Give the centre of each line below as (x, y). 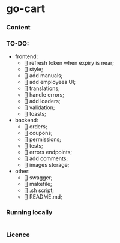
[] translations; (42, 88)
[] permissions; (43, 139)
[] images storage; (46, 165)
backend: (26, 120)
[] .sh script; (39, 190)
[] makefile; (38, 184)
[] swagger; (38, 178)
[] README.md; (43, 197)
